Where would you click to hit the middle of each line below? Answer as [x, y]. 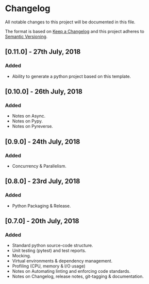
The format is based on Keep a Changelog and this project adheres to [75, 31]
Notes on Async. [29, 116]
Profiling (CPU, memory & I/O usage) [49, 266]
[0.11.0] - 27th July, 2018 [43, 52]
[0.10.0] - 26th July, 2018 [44, 92]
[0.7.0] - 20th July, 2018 [42, 221]
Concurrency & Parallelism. [39, 166]
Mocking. [21, 256]
